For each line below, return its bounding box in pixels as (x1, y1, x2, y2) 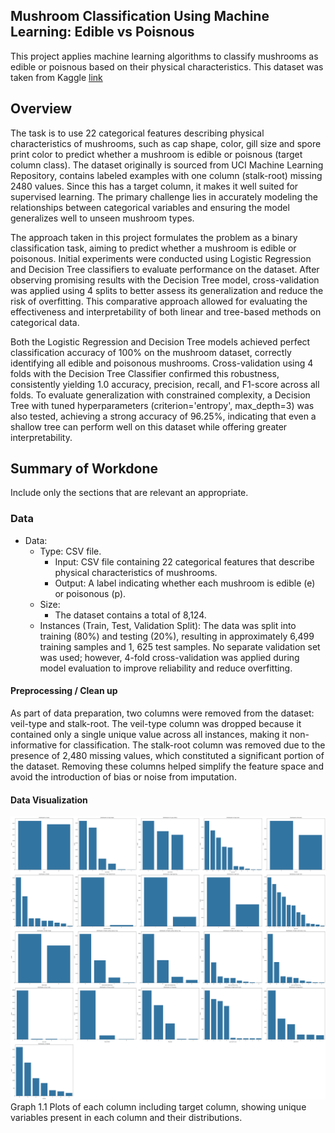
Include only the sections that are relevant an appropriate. (10, 487, 249, 499)
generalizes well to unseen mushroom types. (10, 212, 195, 224)
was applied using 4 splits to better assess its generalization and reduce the (10, 284, 324, 296)
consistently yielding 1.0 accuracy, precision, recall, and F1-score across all (10, 378, 320, 390)
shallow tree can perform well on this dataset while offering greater (10, 420, 288, 433)
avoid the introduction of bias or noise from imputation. (10, 770, 237, 783)
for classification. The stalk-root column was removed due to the (59, 739, 326, 751)
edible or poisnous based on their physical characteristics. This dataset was (10, 60, 324, 73)
